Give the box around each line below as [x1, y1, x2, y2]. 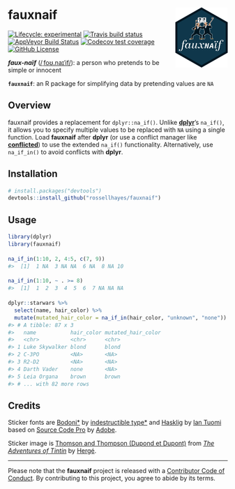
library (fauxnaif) [8, 241, 61, 248]
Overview [8, 100, 52, 112]
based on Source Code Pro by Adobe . [8, 426, 117, 434]
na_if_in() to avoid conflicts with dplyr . [8, 147, 123, 156]
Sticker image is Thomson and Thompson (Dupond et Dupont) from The [8, 439, 215, 448]
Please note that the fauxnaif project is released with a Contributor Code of [8, 467, 225, 475]
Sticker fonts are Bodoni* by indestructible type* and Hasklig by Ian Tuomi [8, 419, 222, 427]
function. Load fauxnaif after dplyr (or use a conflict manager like [8, 133, 197, 141]
